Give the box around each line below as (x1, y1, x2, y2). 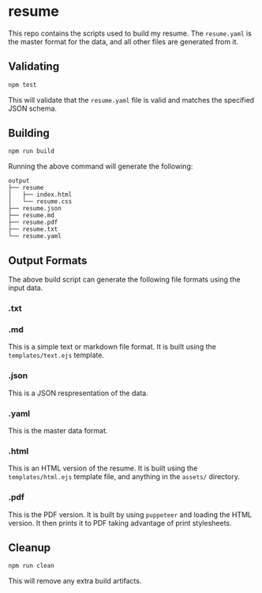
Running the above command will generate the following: (8, 161, 193, 172)
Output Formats (8, 254, 88, 267)
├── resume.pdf (8, 218, 58, 227)
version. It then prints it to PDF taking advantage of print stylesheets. (8, 518, 232, 527)
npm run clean (8, 562, 55, 570)
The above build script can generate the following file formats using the (8, 275, 241, 285)
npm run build (8, 147, 55, 156)
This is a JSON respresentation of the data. (8, 388, 148, 398)
